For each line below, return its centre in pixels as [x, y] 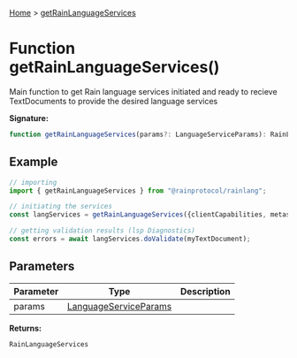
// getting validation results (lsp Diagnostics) [103, 231]
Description [206, 291]
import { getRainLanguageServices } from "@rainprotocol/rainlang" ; [138, 190]
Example [34, 162]
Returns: [26, 328]
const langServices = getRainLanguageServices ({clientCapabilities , [138, 215]
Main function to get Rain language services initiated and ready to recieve [143, 91]
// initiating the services [61, 207]
